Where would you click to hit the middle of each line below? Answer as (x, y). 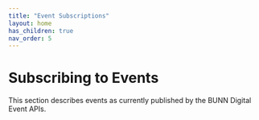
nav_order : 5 (30, 38)
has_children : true (41, 31)
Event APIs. (27, 109)
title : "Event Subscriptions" (59, 16)
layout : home (30, 23)
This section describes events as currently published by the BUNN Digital (130, 101)
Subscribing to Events (84, 78)
